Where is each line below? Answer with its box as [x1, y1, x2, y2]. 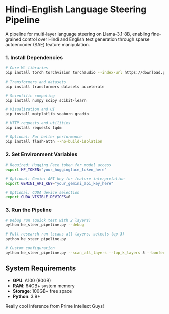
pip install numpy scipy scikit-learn [5, 98, 87, 103]
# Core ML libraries [5, 65, 49, 71]
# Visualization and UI [5, 107, 55, 112]
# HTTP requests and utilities [5, 121, 71, 126]
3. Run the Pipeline [5, 206, 52, 213]
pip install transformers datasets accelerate [5, 84, 105, 89]
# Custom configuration [5, 246, 55, 251]
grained [5, 36, 22, 42]
